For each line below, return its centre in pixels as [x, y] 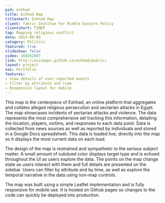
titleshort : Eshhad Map [30, 19]
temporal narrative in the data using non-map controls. [61, 175]
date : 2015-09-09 [23, 38]
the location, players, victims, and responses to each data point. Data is [78, 123]
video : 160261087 [23, 56]
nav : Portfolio [21, 70]
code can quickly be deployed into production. [53, 195]
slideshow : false [23, 51]
